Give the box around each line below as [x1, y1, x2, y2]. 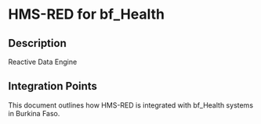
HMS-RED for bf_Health [8, 5, 165, 23]
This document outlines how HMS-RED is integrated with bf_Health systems [8, 100, 253, 110]
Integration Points [8, 80, 98, 93]
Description [8, 37, 67, 50]
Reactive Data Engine [8, 57, 78, 66]
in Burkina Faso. [8, 108, 60, 118]
